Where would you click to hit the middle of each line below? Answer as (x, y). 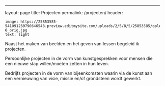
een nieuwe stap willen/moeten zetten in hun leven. (57, 64)
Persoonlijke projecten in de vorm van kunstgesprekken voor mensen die (79, 58)
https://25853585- (39, 22)
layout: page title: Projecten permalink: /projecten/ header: (64, 13)
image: (12, 22)
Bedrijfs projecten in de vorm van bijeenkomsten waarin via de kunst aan (79, 73)
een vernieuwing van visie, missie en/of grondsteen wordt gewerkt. (73, 78)
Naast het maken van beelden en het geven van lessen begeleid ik (72, 44)
